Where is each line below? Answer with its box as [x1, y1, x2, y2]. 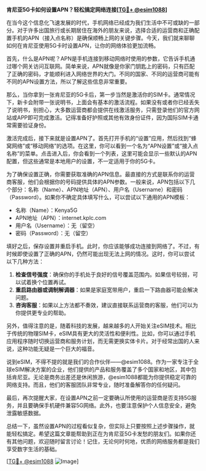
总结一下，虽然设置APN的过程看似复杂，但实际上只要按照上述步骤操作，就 [6, 423, 195, 429]
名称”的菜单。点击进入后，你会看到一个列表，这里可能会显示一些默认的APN [6, 150, 197, 157]
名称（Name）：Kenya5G [15, 206, 78, 214]
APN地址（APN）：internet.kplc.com [15, 214, 107, 221]
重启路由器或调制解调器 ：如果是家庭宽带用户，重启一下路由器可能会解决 [15, 286, 198, 293]
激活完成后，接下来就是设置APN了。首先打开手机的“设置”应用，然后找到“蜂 [6, 135, 197, 141]
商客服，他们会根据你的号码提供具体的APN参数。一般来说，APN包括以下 [6, 178, 190, 186]
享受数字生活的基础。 [6, 445, 60, 453]
